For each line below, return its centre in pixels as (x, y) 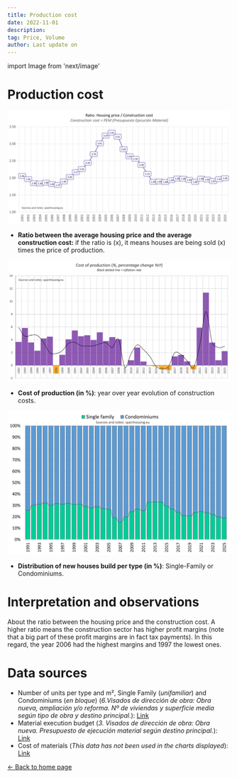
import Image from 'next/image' (54, 66)
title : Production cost (43, 15)
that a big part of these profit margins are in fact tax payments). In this (110, 637)
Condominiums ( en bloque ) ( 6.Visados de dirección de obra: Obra (114, 700)
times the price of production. (61, 250)
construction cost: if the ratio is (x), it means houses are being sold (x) (121, 243)
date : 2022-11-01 (33, 22)
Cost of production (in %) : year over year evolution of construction (116, 393)
